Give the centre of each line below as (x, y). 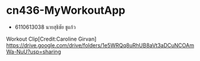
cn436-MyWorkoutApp (66, 10)
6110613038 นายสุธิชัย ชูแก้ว (45, 27)
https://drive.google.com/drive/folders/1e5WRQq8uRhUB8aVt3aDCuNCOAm (100, 45)
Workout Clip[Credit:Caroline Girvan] (51, 39)
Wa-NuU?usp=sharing (34, 51)
